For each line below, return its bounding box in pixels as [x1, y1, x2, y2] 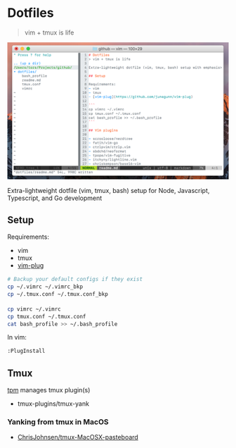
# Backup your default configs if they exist [7, 276, 143, 283]
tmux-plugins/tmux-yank [17, 399, 90, 408]
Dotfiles [7, 5, 54, 21]
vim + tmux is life [24, 28, 74, 37]
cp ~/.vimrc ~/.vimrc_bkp [7, 283, 83, 290]
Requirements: [7, 232, 49, 241]
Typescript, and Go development [7, 194, 103, 202]
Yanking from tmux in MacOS [7, 417, 109, 427]
